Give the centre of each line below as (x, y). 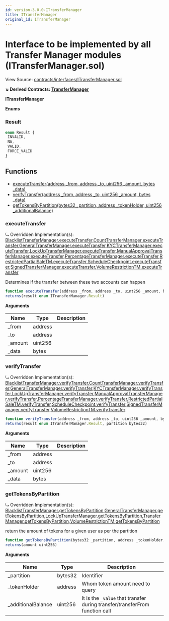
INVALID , (17, 137)
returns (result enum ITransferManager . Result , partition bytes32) (76, 423)
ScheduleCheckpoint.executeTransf (125, 261)
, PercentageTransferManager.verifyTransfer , (82, 399)
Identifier (92, 575)
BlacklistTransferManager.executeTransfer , (50, 240)
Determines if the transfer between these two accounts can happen (75, 282)
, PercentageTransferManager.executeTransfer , (112, 256)
